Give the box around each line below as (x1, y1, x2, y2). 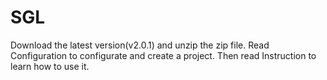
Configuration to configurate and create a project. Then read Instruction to (10, 49, 317, 61)
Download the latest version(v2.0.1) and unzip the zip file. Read (10, 39, 270, 51)
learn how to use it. (10, 60, 90, 72)
